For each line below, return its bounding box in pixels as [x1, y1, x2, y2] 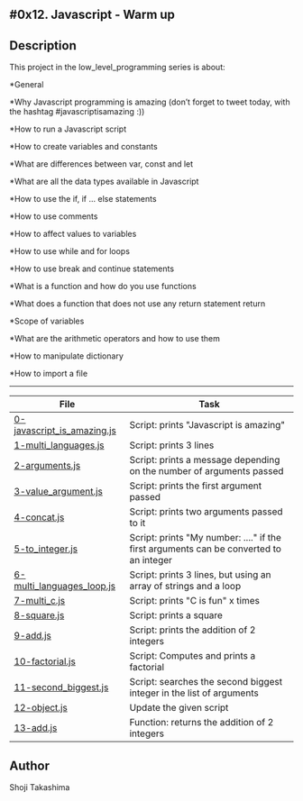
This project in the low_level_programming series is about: [9, 62, 225, 73]
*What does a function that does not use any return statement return [9, 298, 266, 309]
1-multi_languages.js [14, 439, 106, 451]
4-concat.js [14, 511, 65, 523]
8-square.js [14, 609, 65, 622]
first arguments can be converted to [129, 542, 282, 555]
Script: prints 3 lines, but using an [129, 569, 271, 581]
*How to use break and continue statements [9, 263, 174, 274]
